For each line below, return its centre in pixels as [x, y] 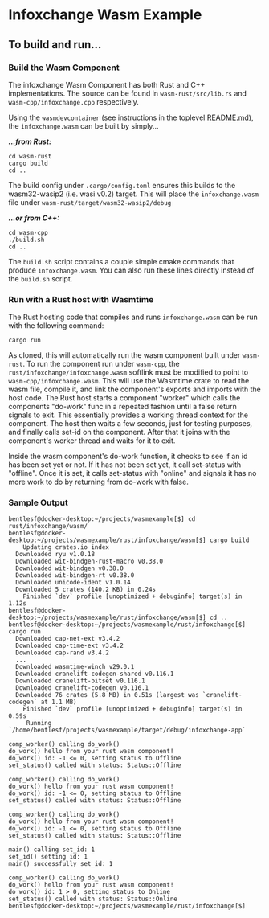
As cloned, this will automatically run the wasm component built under [124, 355]
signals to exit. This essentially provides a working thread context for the [128, 415]
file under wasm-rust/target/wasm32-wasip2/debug [90, 202]
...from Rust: [30, 141]
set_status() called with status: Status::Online [93, 899]
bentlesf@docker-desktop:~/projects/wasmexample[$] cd [102, 519]
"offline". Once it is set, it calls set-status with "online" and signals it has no [132, 473]
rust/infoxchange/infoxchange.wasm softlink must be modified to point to [128, 372]
